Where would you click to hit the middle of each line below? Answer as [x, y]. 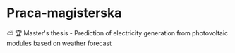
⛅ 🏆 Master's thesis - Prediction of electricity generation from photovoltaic [117, 33]
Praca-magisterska [64, 13]
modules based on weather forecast [59, 43]
